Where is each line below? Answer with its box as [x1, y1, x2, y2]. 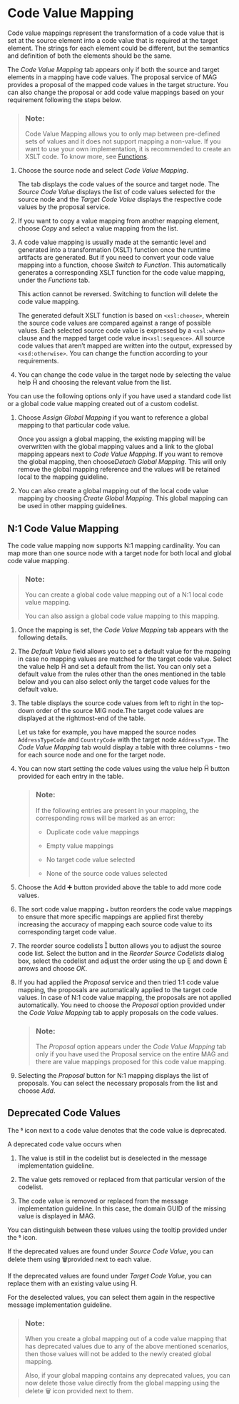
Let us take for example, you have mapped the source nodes [17, 728, 196, 737]
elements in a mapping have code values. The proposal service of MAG [7, 73, 218, 81]
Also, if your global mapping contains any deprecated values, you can [24, 1371, 230, 1380]
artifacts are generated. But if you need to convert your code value [17, 253, 214, 262]
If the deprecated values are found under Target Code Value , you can [7, 1271, 212, 1280]
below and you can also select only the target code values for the [17, 677, 210, 686]
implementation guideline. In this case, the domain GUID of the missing [17, 1204, 227, 1213]
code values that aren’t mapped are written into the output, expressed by [17, 341, 233, 350]
